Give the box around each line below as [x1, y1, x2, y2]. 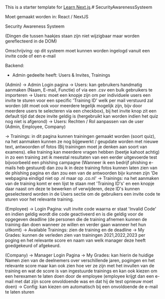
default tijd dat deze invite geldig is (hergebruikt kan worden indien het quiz [5, 113, 159, 119]
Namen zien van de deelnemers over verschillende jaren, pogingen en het [5, 257, 155, 263]
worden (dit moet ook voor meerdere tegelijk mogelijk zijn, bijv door [5, 103, 142, 108]
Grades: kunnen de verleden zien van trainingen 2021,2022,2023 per [5, 232, 145, 238]
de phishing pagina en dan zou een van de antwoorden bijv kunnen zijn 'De [5, 170, 158, 176]
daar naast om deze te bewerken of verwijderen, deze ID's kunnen [5, 186, 140, 192]
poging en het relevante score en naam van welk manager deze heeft [5, 237, 146, 243]
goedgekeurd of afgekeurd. [5, 243, 61, 249]
